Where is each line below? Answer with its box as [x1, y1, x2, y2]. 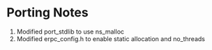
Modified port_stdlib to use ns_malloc [16, 27, 125, 36]
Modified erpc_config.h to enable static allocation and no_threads [16, 34, 205, 42]
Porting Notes [6, 5, 89, 21]
